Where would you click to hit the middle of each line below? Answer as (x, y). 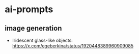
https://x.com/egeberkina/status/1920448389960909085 (73, 46)
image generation (33, 28)
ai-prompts (29, 9)
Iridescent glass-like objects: (43, 40)
